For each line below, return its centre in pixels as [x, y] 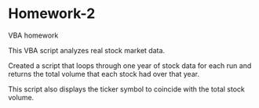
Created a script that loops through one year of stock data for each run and [130, 65]
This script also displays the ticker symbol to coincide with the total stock [127, 89]
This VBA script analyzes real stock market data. [87, 50]
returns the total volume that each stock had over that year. [104, 74]
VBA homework [33, 35]
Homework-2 [52, 14]
